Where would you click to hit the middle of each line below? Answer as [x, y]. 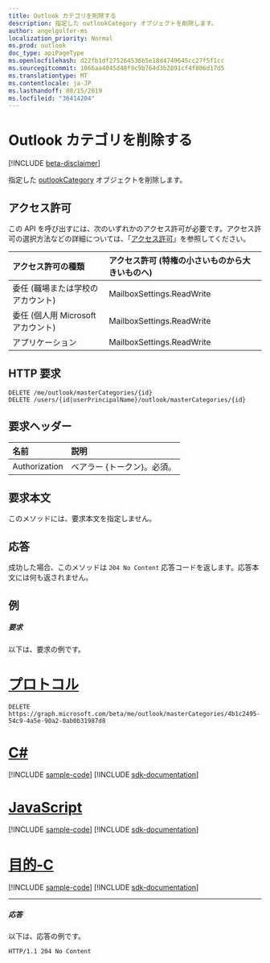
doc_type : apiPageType [46, 53]
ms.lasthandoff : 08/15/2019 [55, 91]
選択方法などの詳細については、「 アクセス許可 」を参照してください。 [136, 239]
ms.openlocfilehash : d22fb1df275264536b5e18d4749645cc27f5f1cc [117, 61]
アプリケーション [45, 343]
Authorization [38, 466]
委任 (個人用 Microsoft [54, 315]
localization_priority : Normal [61, 38]
